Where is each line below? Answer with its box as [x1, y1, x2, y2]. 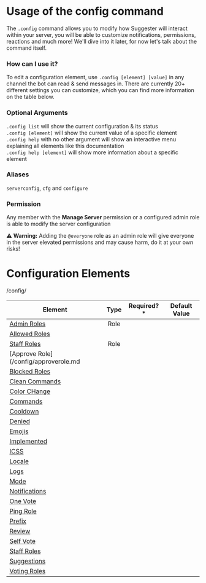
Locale [9, 457, 29, 466]
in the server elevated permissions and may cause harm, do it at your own [6, 238, 194, 246]
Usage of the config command [6, 4, 164, 18]
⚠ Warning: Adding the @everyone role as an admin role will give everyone [6, 232, 194, 240]
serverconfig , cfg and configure [6, 184, 88, 192]
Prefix [9, 517, 26, 526]
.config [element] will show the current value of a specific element [6, 129, 177, 136]
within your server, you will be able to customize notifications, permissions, [6, 31, 196, 38]
